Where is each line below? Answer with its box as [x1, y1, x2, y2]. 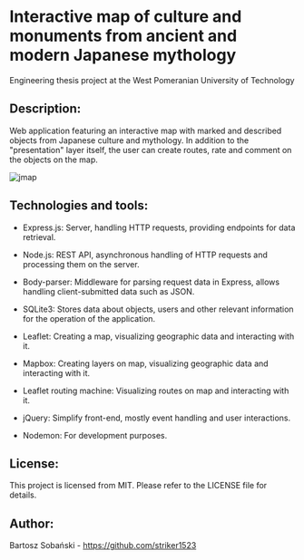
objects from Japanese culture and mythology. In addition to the [9, 134, 250, 146]
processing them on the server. [22, 258, 140, 269]
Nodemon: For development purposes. [22, 430, 168, 440]
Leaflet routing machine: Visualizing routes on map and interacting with [22, 385, 289, 396]
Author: [9, 516, 54, 531]
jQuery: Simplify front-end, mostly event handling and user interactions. [22, 412, 291, 423]
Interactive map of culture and [9, 6, 242, 27]
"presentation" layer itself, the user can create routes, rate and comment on [9, 144, 292, 155]
